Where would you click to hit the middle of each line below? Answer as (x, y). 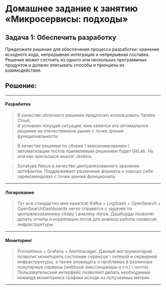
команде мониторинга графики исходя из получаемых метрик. (84, 278)
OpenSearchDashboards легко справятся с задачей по (75, 209)
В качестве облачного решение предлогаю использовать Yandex (86, 115)
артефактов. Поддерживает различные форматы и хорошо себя (85, 171)
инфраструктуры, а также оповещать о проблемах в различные (85, 262)
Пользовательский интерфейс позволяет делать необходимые (84, 272)
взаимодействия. (23, 70)
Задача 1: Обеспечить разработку (61, 37)
